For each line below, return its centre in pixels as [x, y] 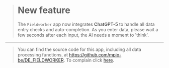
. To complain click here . [89, 60]
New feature [44, 10]
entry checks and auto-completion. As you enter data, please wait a [88, 29]
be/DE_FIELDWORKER [40, 60]
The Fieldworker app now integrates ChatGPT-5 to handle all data [86, 24]
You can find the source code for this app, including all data [79, 49]
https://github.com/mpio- [95, 54]
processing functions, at [43, 54]
